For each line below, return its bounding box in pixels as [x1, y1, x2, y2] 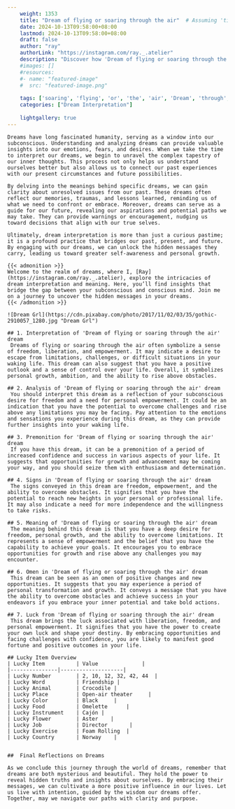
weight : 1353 [20, 10, 58, 17]
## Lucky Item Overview [7, 654, 77, 661]
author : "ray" [20, 43, 61, 50]
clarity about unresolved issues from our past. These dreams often [7, 188, 211, 196]
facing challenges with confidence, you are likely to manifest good [7, 635, 215, 642]
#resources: [20, 69, 55, 76]
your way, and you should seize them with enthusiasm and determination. [7, 464, 227, 471]
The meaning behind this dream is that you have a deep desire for [10, 526, 211, 533]
